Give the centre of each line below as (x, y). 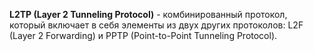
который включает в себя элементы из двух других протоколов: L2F (156, 25)
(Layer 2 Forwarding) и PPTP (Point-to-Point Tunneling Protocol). (143, 35)
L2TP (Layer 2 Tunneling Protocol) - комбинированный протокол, (148, 14)
